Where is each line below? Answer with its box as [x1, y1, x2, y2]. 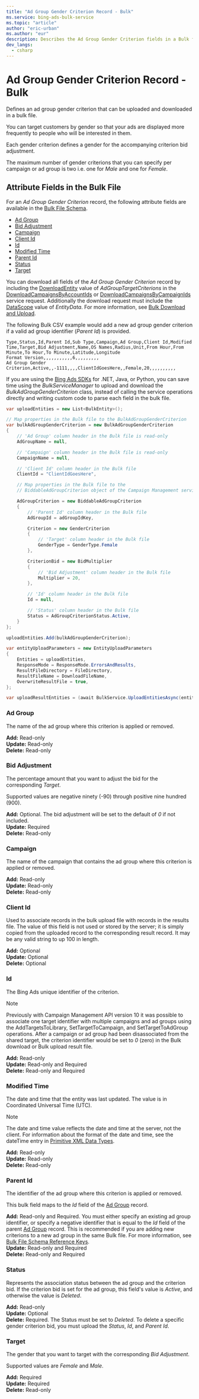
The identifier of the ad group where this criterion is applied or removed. [6, 1190, 182, 1197]
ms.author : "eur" [6, 31, 49, 37]
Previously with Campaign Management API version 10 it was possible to [6, 1011, 184, 1018]
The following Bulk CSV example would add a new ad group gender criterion [6, 321, 193, 328]
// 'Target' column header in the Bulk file [37, 536, 150, 543]
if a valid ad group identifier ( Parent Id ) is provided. [6, 328, 131, 335]
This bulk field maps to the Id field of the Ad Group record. [6, 1202, 149, 1209]
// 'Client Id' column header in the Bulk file [17, 466, 136, 471]
